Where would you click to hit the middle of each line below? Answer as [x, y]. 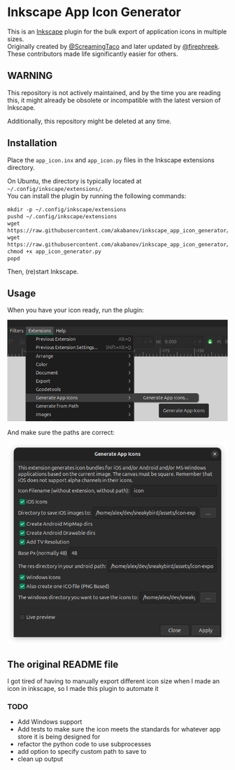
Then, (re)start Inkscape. [43, 271]
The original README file [63, 664]
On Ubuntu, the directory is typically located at [74, 181]
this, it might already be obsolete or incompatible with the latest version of [114, 100]
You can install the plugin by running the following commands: [97, 196]
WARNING [30, 76]
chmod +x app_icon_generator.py [54, 251]
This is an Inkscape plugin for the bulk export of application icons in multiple [117, 31]
